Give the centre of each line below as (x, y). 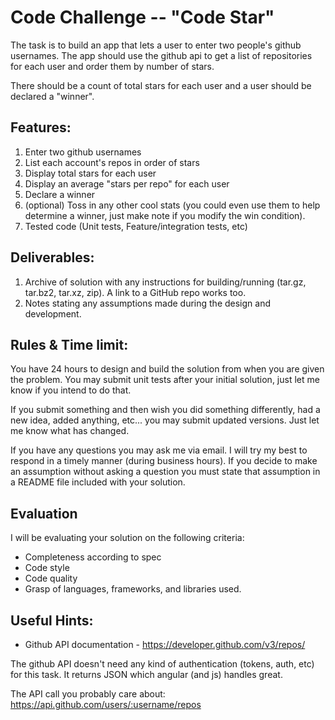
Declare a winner (60, 194)
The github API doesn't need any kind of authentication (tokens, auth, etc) (162, 664)
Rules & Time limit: (69, 344)
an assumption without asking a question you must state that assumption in (165, 472)
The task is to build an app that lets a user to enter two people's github (156, 45)
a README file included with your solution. (98, 482)
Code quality (51, 578)
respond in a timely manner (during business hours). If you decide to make (164, 461)
